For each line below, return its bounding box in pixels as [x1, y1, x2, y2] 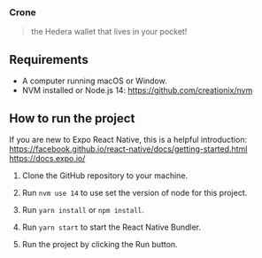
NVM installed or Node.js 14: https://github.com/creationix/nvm [21, 85, 253, 96]
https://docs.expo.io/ [9, 152, 86, 163]
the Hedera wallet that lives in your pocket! [30, 27, 188, 37]
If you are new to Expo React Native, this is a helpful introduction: [9, 134, 248, 145]
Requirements [9, 51, 89, 67]
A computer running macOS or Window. [21, 75, 167, 86]
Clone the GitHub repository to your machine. [21, 170, 189, 181]
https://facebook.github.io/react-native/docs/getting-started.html [9, 144, 248, 154]
